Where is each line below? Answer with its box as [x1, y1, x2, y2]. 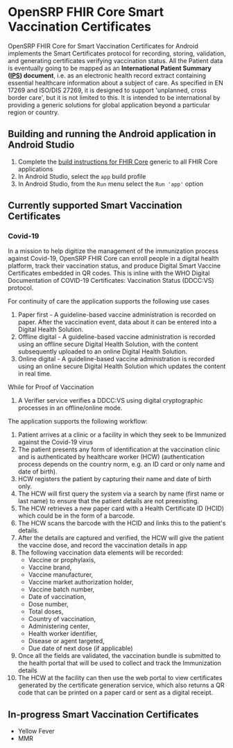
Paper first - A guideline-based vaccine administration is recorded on [17, 311, 216, 319]
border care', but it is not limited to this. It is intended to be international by [8, 93, 221, 101]
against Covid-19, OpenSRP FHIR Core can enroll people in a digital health [8, 254, 219, 263]
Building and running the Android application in [8, 128, 216, 140]
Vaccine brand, [28, 563, 72, 572]
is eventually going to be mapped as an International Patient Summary [8, 64, 212, 72]
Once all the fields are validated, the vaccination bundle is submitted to [17, 652, 221, 660]
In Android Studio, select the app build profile [17, 172, 146, 180]
